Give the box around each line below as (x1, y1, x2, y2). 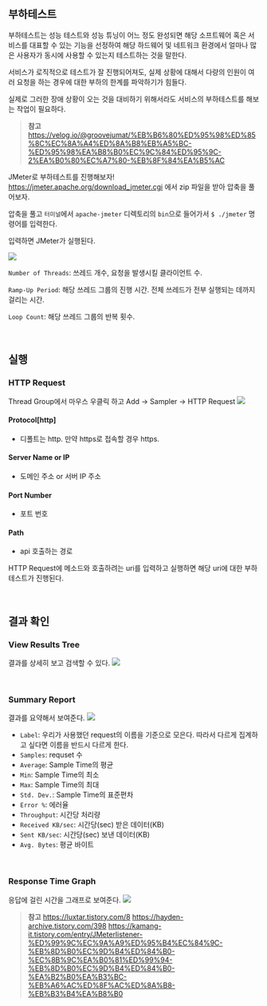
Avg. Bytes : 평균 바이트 (19, 840, 94, 850)
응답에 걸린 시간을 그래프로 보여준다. (8, 895, 121, 905)
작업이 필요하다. (16, 104, 66, 113)
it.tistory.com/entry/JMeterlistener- (27, 929, 143, 939)
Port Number (8, 490, 52, 500)
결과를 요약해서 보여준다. (8, 713, 85, 723)
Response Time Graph (8, 876, 96, 887)
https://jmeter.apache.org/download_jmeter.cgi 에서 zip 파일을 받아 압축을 (8, 182, 247, 192)
